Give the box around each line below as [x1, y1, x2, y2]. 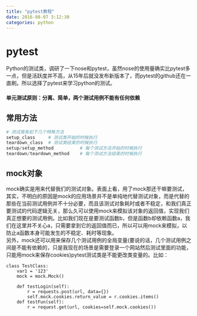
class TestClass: [6, 263, 49, 269]
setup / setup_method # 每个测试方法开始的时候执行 [6, 145, 142, 152]
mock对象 [6, 169, 43, 179]
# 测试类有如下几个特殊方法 [6, 129, 65, 135]
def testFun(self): [16, 299, 65, 305]
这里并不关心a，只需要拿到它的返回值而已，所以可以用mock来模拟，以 [16, 221, 188, 229]
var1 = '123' [16, 268, 49, 274]
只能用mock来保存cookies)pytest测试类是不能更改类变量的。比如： [6, 251, 169, 258]
